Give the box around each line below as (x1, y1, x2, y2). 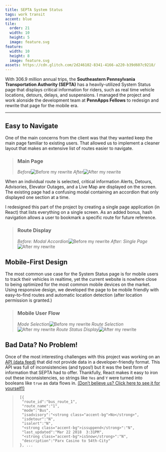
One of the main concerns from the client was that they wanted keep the (5, 134, 153, 140)
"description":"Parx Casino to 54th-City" (22, 439, 111, 444)
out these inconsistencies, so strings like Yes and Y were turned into (5, 375, 143, 381)
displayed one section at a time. (5, 194, 70, 200)
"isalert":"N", (22, 421, 53, 426)
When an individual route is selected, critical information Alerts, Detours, (5, 179, 153, 185)
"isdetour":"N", (22, 417, 55, 422)
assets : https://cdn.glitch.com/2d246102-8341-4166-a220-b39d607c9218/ (5, 63, 156, 67)
